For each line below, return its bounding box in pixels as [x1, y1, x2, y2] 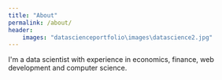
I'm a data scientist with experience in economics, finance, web [8, 55, 215, 64]
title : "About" [8, 11, 58, 20]
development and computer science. [8, 64, 128, 73]
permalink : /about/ [8, 19, 72, 27]
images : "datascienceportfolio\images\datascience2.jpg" [22, 33, 213, 42]
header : [8, 26, 34, 34]
